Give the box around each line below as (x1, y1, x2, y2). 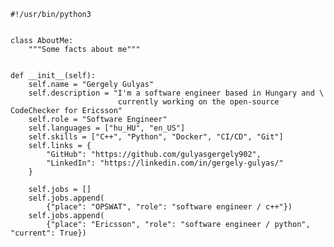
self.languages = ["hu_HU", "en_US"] (28, 123, 186, 133)
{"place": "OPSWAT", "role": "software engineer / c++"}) (46, 202, 293, 212)
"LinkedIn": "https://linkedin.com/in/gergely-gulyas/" (46, 158, 284, 168)
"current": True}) (10, 228, 87, 238)
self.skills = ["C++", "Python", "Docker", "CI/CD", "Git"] (28, 132, 284, 142)
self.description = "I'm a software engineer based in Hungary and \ (28, 88, 325, 98)
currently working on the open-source (117, 97, 280, 107)
